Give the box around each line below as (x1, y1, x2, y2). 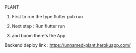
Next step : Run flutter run (11, 23, 65, 29)
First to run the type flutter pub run (11, 14, 83, 19)
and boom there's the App (11, 33, 66, 38)
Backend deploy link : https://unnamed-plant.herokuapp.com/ (4, 42, 131, 48)
